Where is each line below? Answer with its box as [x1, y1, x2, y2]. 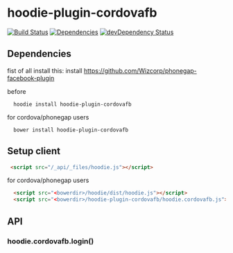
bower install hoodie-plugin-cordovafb [13, 126, 129, 133]
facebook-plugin [7, 74, 55, 82]
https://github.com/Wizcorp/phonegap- [83, 66, 198, 74]
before [7, 87, 26, 95]
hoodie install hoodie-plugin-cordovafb [13, 101, 132, 108]
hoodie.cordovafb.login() [7, 236, 94, 246]
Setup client [7, 145, 61, 157]
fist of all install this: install [7, 66, 83, 74]
